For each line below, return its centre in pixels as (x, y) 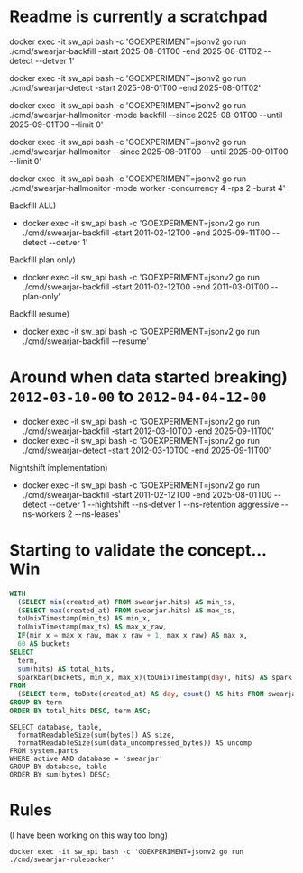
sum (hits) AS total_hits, (66, 669)
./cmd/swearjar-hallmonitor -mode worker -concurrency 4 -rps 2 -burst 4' (147, 188)
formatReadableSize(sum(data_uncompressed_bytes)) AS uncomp (135, 743)
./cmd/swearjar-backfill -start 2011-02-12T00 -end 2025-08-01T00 (147, 494)
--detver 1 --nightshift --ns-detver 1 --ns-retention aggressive (164, 504)
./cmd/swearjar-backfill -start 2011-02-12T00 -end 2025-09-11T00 (146, 233)
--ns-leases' (98, 514)
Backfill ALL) (33, 206)
